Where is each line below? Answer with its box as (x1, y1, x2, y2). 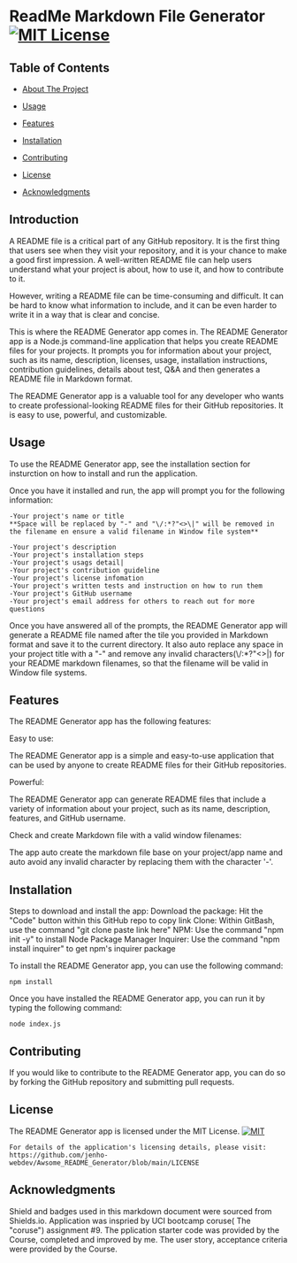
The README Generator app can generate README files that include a (9, 794, 267, 805)
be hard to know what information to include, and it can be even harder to (9, 299, 277, 311)
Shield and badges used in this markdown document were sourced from (9, 1205, 272, 1216)
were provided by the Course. (9, 1244, 118, 1254)
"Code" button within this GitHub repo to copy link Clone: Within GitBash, (9, 915, 276, 926)
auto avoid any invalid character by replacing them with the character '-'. (9, 857, 274, 867)
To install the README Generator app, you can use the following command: (9, 960, 284, 971)
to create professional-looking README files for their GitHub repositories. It (9, 400, 284, 411)
